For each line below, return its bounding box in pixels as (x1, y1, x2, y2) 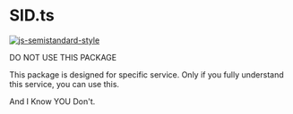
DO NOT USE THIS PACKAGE (9, 52, 117, 62)
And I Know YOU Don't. (9, 95, 96, 107)
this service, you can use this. (9, 78, 119, 89)
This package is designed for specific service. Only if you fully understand (9, 69, 284, 80)
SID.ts (9, 5, 56, 26)
